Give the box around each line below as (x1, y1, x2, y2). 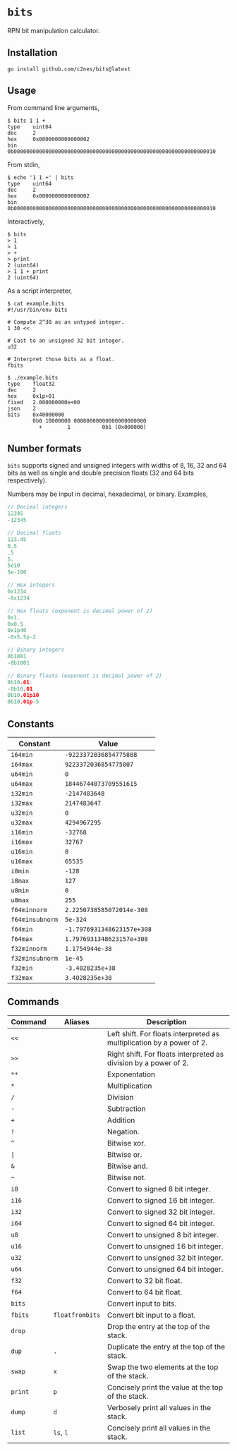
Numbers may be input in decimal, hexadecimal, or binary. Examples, (7, 490, 208, 499)
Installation (7, 47, 58, 59)
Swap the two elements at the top (107, 1362, 219, 1372)
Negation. (107, 1127, 140, 1136)
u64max (11, 779, 33, 788)
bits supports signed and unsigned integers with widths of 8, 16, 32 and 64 (7, 461, 227, 470)
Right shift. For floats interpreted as (107, 1049, 224, 1059)
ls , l (53, 1427, 68, 1437)
